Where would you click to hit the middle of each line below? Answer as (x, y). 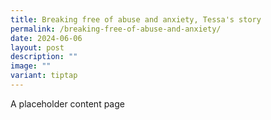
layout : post (37, 47)
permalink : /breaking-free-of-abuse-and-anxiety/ (116, 29)
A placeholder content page (67, 103)
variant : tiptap (44, 76)
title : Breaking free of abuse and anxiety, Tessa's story (136, 19)
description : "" (44, 57)
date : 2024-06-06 (46, 38)
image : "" (31, 66)
